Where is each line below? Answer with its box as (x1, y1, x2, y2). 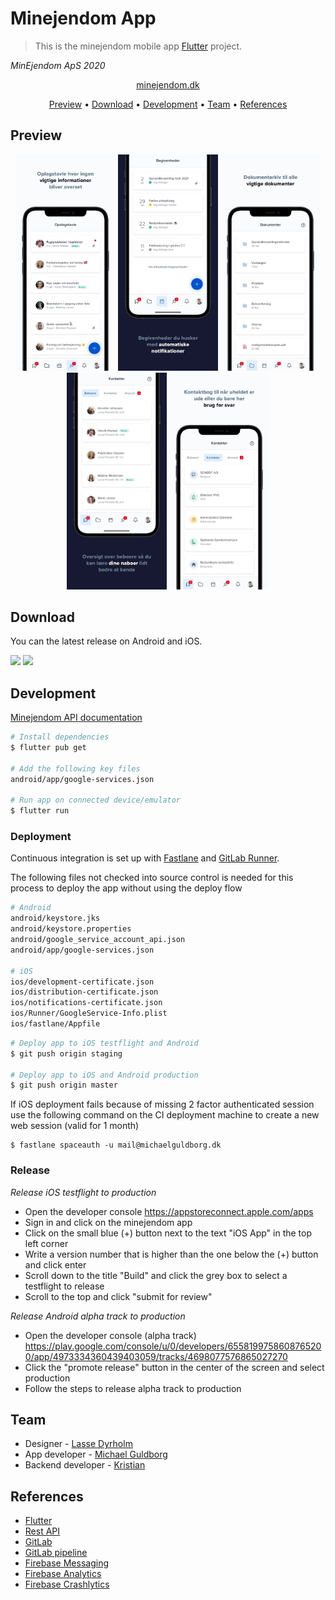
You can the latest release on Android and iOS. (10, 635, 203, 647)
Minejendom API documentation (10, 712, 143, 724)
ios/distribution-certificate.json (10, 987, 159, 997)
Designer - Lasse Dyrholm (24, 1438, 133, 1450)
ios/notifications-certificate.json (10, 998, 163, 1008)
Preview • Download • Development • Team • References (48, 98, 288, 110)
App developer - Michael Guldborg (24, 1448, 168, 1461)
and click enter (24, 1258, 87, 1271)
